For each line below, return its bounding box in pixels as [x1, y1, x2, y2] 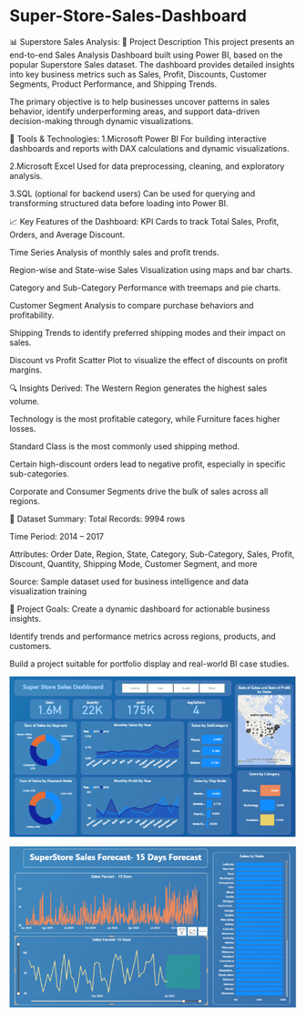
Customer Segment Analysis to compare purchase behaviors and [9, 299, 254, 310]
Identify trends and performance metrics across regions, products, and [9, 631, 276, 642]
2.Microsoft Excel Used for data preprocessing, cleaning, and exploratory [9, 161, 285, 172]
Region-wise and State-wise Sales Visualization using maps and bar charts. [9, 264, 293, 275]
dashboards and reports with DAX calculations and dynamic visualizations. [9, 142, 290, 153]
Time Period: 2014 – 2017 [9, 530, 105, 541]
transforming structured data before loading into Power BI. [9, 197, 229, 208]
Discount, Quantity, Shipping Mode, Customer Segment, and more [9, 558, 258, 569]
